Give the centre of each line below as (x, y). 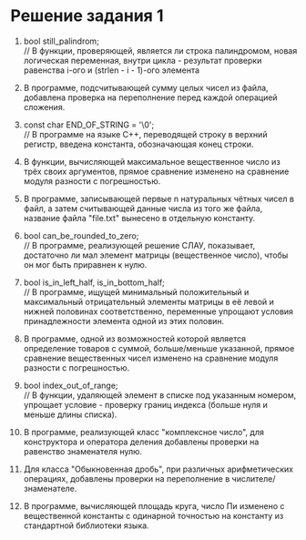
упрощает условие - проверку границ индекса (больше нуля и (145, 404)
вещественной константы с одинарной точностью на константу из (153, 515)
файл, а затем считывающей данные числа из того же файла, (143, 208)
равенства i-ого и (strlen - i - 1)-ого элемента (111, 70)
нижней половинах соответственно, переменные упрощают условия (158, 311)
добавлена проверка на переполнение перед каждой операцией (150, 97)
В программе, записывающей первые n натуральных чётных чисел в (159, 199)
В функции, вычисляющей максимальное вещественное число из (152, 161)
